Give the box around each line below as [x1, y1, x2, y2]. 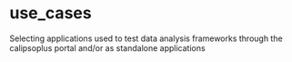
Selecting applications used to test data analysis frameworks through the [9, 33, 284, 44]
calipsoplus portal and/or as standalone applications [9, 42, 206, 53]
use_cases [9, 3, 93, 24]
